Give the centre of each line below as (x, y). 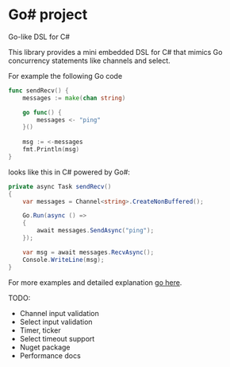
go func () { (42, 112)
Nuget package (45, 347)
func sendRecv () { (38, 90)
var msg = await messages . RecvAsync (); (88, 252)
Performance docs (50, 355)
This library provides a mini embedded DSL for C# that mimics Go (115, 52)
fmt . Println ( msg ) (51, 150)
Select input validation (56, 322)
